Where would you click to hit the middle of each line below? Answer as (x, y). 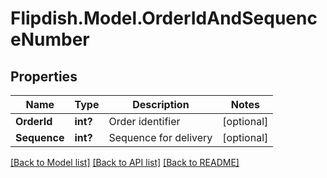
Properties (44, 76)
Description (161, 104)
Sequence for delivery (160, 137)
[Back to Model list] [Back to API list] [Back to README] (125, 162)
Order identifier (144, 121)
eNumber (50, 39)
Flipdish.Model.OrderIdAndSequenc (164, 18)
